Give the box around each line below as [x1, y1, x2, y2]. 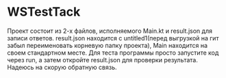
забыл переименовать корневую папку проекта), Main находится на [7, 41, 208, 49]
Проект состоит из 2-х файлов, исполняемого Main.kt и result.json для [7, 27, 212, 35]
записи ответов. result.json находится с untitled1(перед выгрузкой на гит [7, 34, 219, 42]
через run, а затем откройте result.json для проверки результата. [7, 55, 199, 64]
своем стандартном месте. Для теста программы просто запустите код [7, 49, 219, 57]
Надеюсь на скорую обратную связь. [7, 63, 118, 71]
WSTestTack [7, 4, 81, 20]
